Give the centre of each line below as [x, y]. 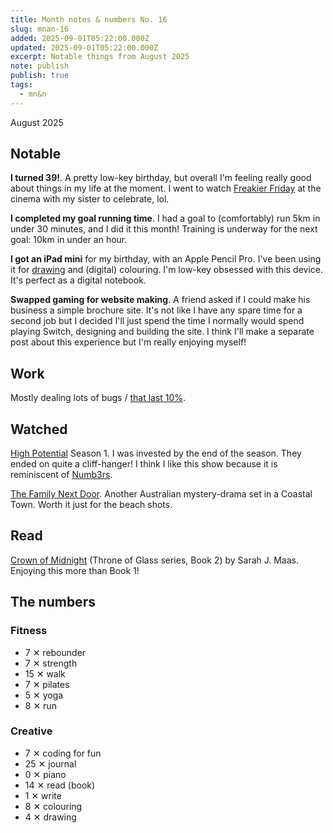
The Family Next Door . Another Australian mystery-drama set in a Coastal [161, 494]
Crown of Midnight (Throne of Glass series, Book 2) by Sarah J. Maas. [155, 560]
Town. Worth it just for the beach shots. [91, 505]
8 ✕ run [40, 705]
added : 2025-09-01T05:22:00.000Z [80, 38]
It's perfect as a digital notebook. [78, 280]
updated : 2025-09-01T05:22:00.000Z [84, 47]
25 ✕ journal [50, 763]
